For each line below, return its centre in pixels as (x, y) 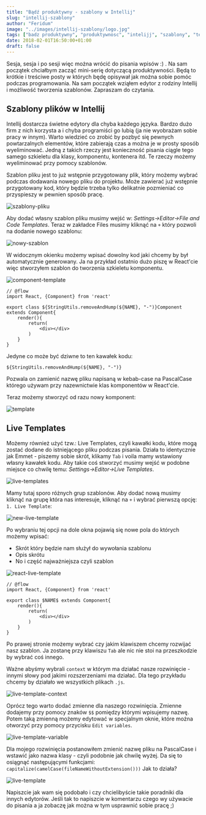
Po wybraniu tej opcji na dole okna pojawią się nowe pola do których (93, 530)
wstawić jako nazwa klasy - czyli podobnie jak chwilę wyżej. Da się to (94, 756)
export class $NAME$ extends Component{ (59, 600)
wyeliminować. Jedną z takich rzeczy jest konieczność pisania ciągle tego (100, 150)
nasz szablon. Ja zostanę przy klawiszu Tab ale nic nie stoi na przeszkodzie (102, 650)
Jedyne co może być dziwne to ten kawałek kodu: (70, 356)
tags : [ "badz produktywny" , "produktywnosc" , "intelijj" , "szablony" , (98, 35)
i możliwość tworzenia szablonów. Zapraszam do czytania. (81, 90)
